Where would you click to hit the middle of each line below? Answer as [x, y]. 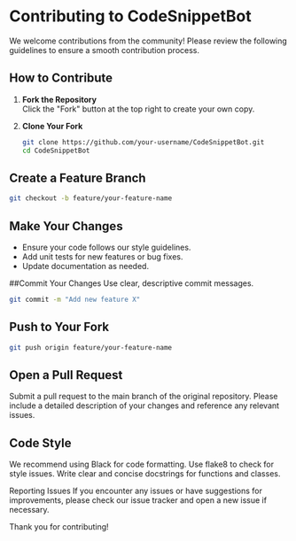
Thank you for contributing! [59, 527]
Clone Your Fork [52, 126]
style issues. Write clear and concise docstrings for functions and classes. [145, 474]
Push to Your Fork [59, 327]
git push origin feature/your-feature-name [91, 347]
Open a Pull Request [66, 375]
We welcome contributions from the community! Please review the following [148, 41]
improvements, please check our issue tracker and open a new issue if [138, 500]
